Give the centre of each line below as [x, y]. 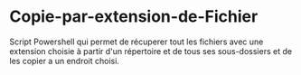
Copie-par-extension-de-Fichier [134, 17]
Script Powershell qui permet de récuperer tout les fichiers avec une [136, 42]
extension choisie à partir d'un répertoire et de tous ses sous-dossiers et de [150, 51]
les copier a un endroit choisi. [65, 61]
